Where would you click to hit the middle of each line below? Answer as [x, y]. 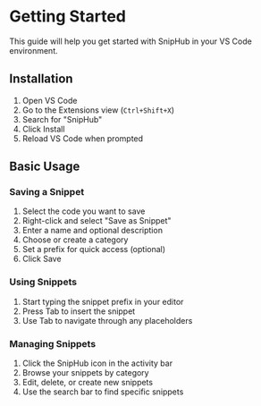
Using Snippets [43, 282]
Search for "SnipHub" [62, 119]
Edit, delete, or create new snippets [88, 383]
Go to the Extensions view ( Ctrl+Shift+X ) [98, 110]
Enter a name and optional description [93, 231]
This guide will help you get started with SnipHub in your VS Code [130, 41]
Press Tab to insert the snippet [79, 311]
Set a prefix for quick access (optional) [94, 250]
